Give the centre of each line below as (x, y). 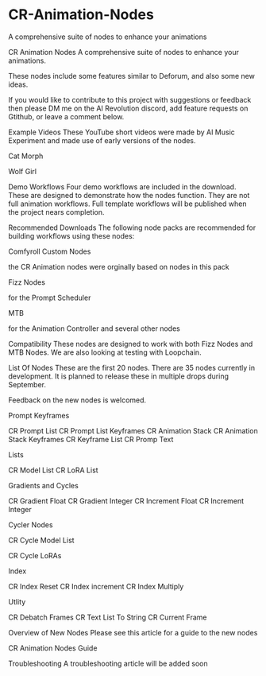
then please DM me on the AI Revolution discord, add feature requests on (128, 108)
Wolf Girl (23, 171)
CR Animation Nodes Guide (53, 648)
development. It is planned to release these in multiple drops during (118, 376)
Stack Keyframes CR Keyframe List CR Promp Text (91, 439)
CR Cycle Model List (41, 540)
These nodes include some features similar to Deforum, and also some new (132, 76)
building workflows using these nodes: (71, 235)
